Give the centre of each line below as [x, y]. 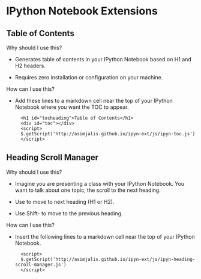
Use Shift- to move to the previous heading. [69, 213]
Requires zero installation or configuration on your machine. [89, 77]
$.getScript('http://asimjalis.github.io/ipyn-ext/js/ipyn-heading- [108, 259]
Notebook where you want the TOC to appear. [72, 107]
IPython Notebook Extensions [82, 11]
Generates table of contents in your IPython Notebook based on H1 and [103, 59]
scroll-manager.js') [40, 265]
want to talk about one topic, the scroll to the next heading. [88, 190]
